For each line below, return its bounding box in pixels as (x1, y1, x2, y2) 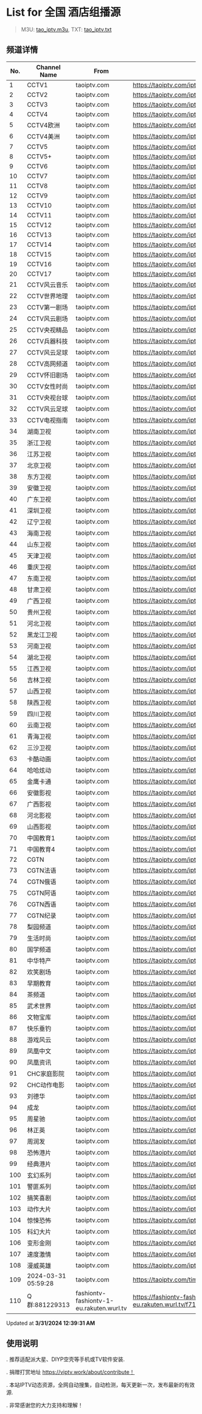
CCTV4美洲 (26, 132, 60, 140)
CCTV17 (26, 269, 52, 278)
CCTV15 (26, 250, 52, 258)
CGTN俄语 (26, 877, 57, 886)
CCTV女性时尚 (26, 382, 68, 390)
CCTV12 (26, 220, 52, 229)
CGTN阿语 (26, 889, 57, 897)
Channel (35, 63, 61, 71)
